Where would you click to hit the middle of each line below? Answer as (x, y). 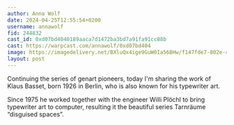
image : (17, 53)
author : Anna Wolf (34, 14)
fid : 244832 (24, 33)
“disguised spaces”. (36, 114)
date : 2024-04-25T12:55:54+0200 (54, 20)
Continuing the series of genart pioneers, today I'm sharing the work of (109, 78)
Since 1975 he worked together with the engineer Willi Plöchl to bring (106, 99)
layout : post (26, 59)
